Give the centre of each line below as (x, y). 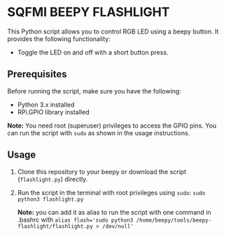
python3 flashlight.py (50, 199)
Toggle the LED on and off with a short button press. (93, 52)
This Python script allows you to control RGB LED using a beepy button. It (113, 31)
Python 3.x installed (46, 105)
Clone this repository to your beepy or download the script (102, 171)
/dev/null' (118, 226)
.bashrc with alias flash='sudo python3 (75, 220)
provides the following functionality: (59, 38)
